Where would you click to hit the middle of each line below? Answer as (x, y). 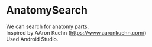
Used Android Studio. (32, 39)
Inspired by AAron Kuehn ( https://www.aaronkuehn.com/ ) (76, 32)
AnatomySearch (47, 10)
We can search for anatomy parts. (48, 26)
